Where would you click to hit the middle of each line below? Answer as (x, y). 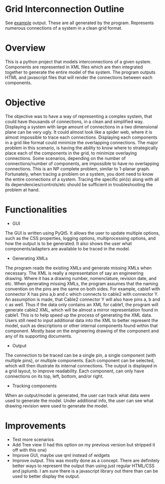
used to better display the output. (46, 476)
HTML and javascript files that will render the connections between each (79, 77)
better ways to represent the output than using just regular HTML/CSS (83, 466)
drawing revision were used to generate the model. (57, 405)
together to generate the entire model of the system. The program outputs (80, 72)
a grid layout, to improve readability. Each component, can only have (75, 371)
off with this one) (29, 450)
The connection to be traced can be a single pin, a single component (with (81, 355)
